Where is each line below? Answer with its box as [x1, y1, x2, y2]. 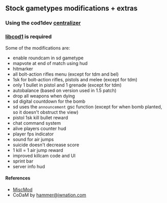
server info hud [12, 163, 45, 169]
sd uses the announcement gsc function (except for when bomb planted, [12, 103, 162, 109]
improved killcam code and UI [12, 152, 76, 159]
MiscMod [12, 186, 33, 192]
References [5, 175, 31, 181]
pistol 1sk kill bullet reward [12, 115, 68, 121]
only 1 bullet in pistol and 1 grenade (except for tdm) [12, 82, 122, 88]
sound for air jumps [12, 136, 54, 142]
